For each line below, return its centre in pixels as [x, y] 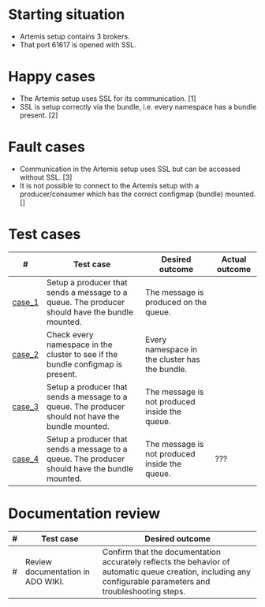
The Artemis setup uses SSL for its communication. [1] [108, 98]
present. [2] [39, 115]
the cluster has [173, 359]
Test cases [45, 234]
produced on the [176, 302]
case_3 [26, 406]
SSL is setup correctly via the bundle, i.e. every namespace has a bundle [138, 106]
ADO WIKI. [45, 581]
